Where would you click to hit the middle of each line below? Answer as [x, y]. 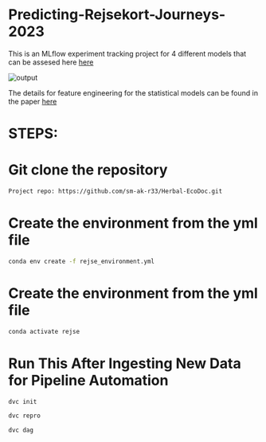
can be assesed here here [51, 62]
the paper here [33, 101]
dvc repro [25, 416]
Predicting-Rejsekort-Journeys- [117, 15]
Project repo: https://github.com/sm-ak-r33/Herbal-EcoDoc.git [115, 192]
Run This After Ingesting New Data [125, 363]
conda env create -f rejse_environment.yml [82, 261]
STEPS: [33, 134]
